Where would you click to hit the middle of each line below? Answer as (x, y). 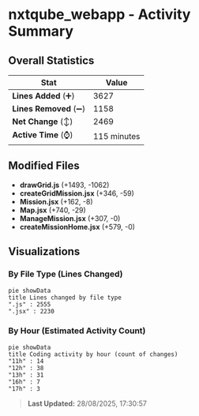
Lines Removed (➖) (49, 109)
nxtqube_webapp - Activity (99, 15)
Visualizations (44, 251)
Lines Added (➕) (43, 96)
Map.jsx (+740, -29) (53, 210)
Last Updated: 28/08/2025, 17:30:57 (87, 403)
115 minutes (116, 136)
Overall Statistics (51, 60)
